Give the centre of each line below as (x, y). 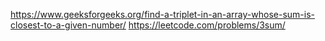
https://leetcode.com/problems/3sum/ (207, 25)
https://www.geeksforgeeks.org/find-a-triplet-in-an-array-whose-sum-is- (162, 14)
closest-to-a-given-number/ (68, 25)
